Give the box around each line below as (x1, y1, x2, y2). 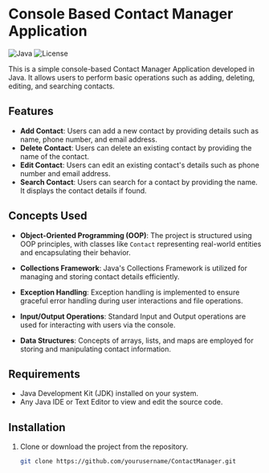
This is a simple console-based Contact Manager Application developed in (8, 64, 255, 73)
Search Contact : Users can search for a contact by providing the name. (19, 177, 259, 187)
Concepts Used (8, 209, 88, 223)
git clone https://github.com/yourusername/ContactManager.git (19, 458, 237, 466)
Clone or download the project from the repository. (19, 442, 189, 451)
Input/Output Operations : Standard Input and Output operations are (19, 311, 247, 321)
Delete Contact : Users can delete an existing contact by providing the (19, 142, 252, 153)
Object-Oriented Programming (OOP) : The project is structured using (19, 230, 253, 240)
